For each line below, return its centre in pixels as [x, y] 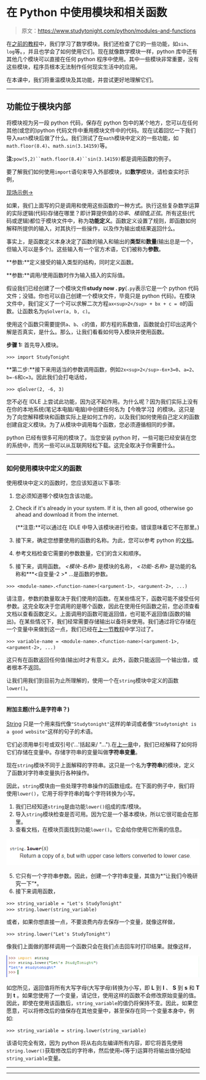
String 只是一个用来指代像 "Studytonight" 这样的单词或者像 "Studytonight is [101, 724]
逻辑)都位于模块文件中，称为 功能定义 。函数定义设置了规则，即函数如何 [107, 221]
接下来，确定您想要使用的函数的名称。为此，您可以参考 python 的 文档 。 [106, 541]
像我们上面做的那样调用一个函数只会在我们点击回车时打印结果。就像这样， [100, 946]
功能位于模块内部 [39, 107]
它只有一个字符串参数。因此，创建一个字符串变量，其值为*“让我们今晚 [104, 876]
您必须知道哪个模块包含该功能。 [55, 496]
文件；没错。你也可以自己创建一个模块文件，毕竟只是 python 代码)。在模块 [101, 295]
